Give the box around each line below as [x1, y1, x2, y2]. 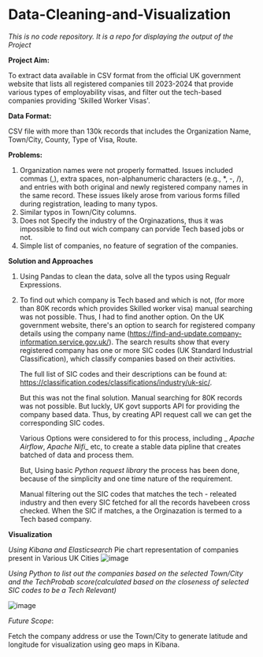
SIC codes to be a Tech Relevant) [8, 585, 117, 595]
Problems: [8, 150, 43, 160]
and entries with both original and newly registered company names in [19, 182, 248, 191]
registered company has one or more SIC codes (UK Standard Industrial [19, 345, 254, 355]
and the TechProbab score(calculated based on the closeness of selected [8, 576, 250, 586]
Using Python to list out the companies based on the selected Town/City [8, 569, 243, 578]
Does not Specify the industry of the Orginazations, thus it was [19, 216, 224, 225]
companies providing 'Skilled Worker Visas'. [8, 96, 151, 105]
